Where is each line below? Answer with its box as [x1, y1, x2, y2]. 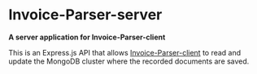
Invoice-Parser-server [8, 6, 163, 24]
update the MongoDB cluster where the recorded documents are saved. [8, 56, 250, 66]
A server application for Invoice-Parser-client [8, 32, 166, 42]
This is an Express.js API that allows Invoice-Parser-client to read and [8, 47, 242, 57]
